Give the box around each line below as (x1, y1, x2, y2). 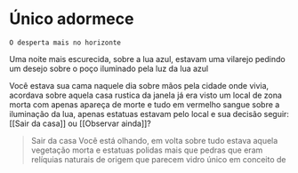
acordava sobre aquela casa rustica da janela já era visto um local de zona (9, 90, 283, 100)
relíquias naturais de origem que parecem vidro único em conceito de (30, 153, 286, 164)
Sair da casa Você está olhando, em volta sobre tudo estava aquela (30, 135, 278, 145)
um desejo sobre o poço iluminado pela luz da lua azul (9, 63, 209, 74)
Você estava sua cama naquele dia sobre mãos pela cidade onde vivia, (9, 80, 270, 90)
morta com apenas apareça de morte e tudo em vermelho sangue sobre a (9, 98, 280, 110)
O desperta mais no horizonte (9, 38, 122, 47)
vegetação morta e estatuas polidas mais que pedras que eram (30, 145, 263, 155)
